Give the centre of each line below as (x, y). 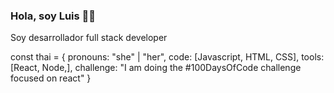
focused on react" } (51, 78)
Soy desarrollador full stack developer (89, 38)
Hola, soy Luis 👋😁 (53, 16)
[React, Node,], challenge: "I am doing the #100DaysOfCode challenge (156, 68)
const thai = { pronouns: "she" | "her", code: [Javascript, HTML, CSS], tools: (167, 57)
